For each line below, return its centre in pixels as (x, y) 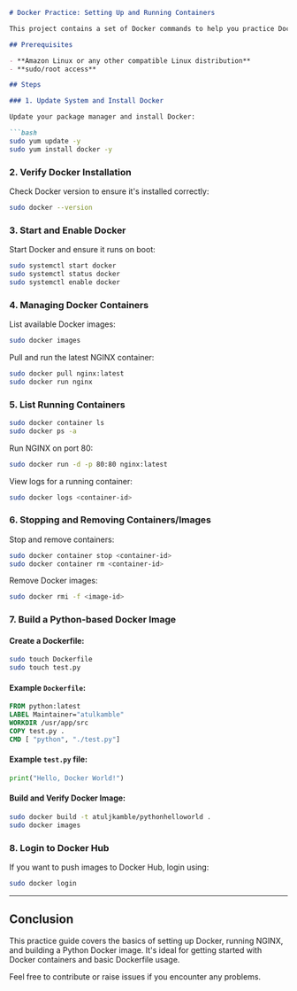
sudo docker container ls (57, 422)
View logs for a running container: (71, 481)
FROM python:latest (45, 707)
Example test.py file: (49, 759)
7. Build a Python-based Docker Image (93, 620)
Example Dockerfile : (48, 687)
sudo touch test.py (45, 668)
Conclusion (42, 920)
